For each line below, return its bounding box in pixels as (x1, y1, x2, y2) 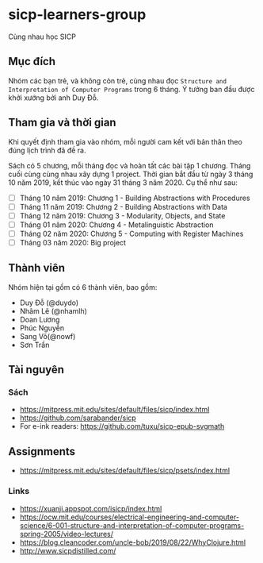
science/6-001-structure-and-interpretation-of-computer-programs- (19, 520, 245, 530)
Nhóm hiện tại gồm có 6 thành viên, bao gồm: (8, 282, 158, 291)
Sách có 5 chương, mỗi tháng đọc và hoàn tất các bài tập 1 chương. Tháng (8, 160, 251, 170)
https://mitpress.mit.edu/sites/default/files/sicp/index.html (19, 405, 210, 415)
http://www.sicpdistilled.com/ (19, 546, 116, 555)
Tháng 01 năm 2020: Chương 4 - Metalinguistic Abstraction (19, 220, 214, 229)
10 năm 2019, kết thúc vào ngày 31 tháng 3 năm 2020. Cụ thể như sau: (8, 177, 238, 187)
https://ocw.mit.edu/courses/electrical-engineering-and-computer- (19, 512, 240, 522)
